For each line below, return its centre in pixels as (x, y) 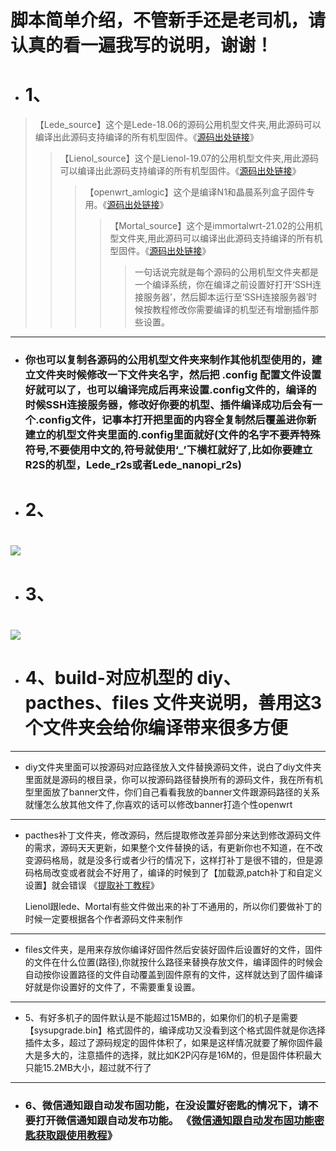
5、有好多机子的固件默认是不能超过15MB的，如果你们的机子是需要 (161, 1017)
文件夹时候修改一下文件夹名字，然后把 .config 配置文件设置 (178, 375)
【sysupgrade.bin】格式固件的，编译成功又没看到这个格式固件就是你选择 (175, 1030)
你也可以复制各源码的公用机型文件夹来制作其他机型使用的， (168, 360)
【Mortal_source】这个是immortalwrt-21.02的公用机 (216, 226)
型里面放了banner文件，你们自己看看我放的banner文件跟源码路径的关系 (172, 792)
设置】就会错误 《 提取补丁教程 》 (92, 885)
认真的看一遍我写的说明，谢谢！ (142, 45)
